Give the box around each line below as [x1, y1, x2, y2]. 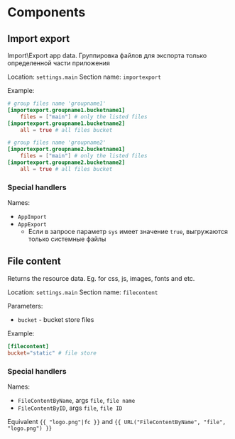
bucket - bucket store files [17, 315, 94, 323]
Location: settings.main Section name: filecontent [7, 288, 158, 296]
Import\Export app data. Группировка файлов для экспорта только [7, 51, 207, 60]
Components [7, 4, 86, 21]
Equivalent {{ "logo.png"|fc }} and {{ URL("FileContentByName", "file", [7, 417, 226, 426]
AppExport [17, 221, 48, 228]
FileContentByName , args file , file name [17, 396, 136, 404]
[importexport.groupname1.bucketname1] [7, 106, 126, 113]
